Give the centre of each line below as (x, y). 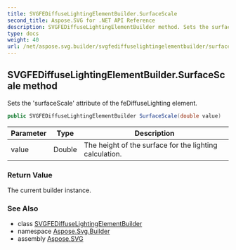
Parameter (29, 133)
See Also (23, 208)
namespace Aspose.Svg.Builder (64, 231)
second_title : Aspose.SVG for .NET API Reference (81, 20)
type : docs (23, 33)
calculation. (103, 154)
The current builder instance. (49, 190)
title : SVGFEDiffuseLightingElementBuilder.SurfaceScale (92, 14)
